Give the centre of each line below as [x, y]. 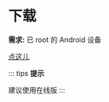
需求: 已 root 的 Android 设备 [55, 40]
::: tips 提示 [26, 73]
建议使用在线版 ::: [37, 90]
